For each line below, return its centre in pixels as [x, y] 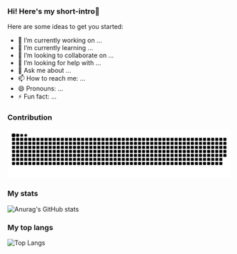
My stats [23, 194]
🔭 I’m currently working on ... [60, 40]
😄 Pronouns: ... [40, 88]
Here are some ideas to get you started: [66, 27]
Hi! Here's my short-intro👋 [54, 11]
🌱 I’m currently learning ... [55, 48]
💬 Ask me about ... [44, 71]
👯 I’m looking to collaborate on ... [66, 55]
